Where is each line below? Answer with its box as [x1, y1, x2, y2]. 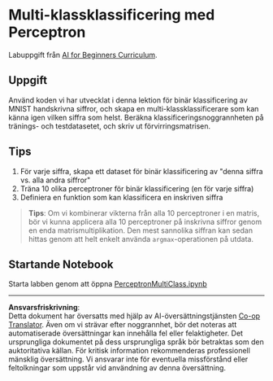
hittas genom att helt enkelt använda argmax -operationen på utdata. [28, 234, 254, 243]
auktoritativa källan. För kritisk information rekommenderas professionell [8, 346, 250, 356]
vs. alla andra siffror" [19, 175, 91, 185]
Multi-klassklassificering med [8, 6, 215, 24]
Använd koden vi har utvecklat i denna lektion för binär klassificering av [8, 95, 248, 105]
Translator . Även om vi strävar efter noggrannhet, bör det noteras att [8, 320, 237, 330]
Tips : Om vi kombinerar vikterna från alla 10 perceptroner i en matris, [28, 208, 260, 217]
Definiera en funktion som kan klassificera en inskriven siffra [19, 192, 223, 202]
